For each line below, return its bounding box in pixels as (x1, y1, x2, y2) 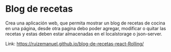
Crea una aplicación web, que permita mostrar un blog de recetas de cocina (5, 20, 165, 26)
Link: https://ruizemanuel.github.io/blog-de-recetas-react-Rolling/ (5, 40, 144, 46)
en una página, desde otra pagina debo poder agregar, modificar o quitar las (5, 25, 166, 31)
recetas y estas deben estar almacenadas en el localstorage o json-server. (5, 31, 162, 37)
